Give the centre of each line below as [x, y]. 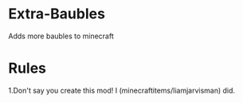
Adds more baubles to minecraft [61, 36]
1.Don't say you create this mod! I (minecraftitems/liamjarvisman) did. [122, 90]
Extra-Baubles [57, 14]
